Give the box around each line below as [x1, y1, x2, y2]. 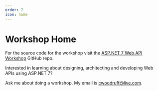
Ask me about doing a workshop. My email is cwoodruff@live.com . [5, 80, 143, 86]
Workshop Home [5, 33, 76, 45]
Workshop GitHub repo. [5, 55, 54, 61]
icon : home [5, 12, 28, 17]
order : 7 [5, 7, 23, 12]
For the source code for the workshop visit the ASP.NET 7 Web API [5, 50, 143, 56]
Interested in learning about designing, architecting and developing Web [5, 65, 154, 71]
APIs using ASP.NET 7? [5, 70, 53, 76]
